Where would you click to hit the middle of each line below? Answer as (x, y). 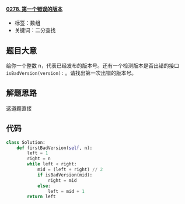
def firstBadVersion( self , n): (55, 148)
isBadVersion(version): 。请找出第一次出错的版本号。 (71, 73)
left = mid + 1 (66, 191)
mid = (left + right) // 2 (70, 170)
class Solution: (26, 142)
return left (42, 197)
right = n (39, 159)
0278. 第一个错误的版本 (34, 9)
